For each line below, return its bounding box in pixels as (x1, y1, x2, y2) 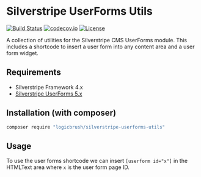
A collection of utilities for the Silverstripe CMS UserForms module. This (6, 36, 188, 43)
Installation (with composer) (6, 108, 117, 118)
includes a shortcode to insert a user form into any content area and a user (6, 43, 195, 50)
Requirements (6, 67, 61, 78)
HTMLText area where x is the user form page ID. (6, 164, 130, 171)
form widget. (6, 49, 38, 56)
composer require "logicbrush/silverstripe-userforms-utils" (6, 124, 166, 130)
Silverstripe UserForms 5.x (15, 90, 82, 97)
